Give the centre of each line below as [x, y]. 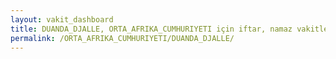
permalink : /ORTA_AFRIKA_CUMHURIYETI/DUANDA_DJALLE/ [122, 38]
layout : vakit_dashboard [62, 19]
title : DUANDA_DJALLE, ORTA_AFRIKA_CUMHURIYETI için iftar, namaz [151, 29]
